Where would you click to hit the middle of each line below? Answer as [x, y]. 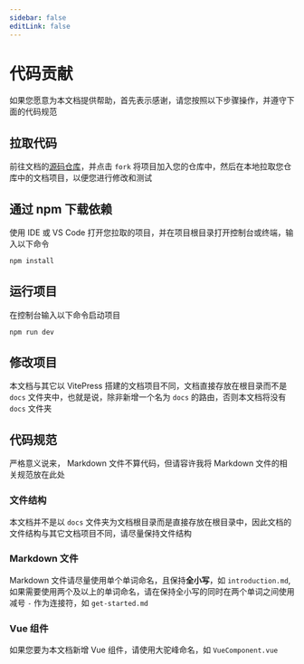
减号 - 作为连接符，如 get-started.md [79, 602]
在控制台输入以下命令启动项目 [65, 315]
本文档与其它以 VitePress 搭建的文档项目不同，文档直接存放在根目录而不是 [148, 386]
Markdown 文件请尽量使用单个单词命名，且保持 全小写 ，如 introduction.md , [150, 580]
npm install [32, 261]
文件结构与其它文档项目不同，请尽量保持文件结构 [100, 533]
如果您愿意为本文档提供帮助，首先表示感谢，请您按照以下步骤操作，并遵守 [148, 100]
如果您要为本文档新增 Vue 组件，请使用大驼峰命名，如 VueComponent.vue [144, 650]
